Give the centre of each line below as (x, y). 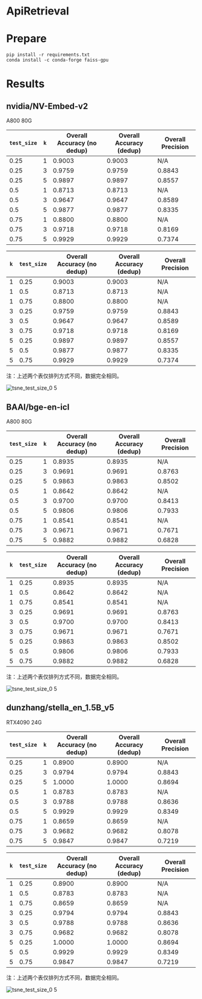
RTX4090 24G (24, 722)
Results (26, 84)
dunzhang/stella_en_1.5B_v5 (60, 708)
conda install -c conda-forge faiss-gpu (58, 60)
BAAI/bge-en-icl (38, 407)
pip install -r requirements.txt (48, 55)
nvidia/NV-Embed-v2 (47, 106)
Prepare (26, 39)
